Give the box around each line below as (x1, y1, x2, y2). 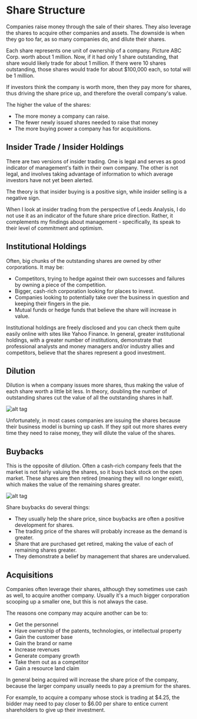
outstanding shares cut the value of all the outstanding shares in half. (6, 394, 173, 401)
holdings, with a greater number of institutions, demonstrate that (6, 337, 163, 344)
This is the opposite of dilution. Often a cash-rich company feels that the (6, 462, 182, 469)
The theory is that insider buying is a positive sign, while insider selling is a (6, 188, 187, 195)
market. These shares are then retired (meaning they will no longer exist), (6, 475, 184, 482)
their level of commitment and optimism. (6, 225, 104, 232)
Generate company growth (14, 652, 80, 659)
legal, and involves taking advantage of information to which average (6, 170, 173, 177)
